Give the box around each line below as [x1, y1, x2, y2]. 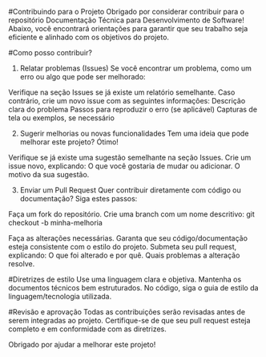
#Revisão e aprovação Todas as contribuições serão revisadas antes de [8, 307, 246, 316]
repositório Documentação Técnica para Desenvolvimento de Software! [8, 15, 244, 25]
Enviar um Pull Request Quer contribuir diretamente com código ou [19, 185, 242, 195]
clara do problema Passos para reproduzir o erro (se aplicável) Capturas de [8, 104, 258, 114]
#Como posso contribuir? [8, 48, 92, 57]
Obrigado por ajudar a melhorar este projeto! [8, 340, 156, 349]
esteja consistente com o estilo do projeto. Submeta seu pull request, [8, 242, 237, 251]
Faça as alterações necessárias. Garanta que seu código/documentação [8, 233, 248, 243]
